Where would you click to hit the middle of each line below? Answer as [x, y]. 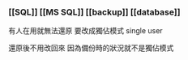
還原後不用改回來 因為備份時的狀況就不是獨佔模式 [91, 48]
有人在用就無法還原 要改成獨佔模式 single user [86, 31]
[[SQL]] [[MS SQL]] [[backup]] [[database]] [94, 12]
